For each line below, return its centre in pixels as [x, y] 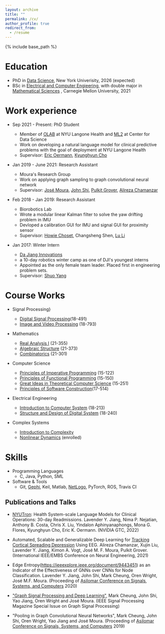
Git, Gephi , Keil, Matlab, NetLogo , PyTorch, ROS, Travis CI [78, 487]
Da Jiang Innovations [41, 254]
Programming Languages [38, 471]
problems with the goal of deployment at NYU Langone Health [83, 150]
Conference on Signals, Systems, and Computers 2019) [68, 626]
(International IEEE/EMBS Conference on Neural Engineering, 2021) [80, 555]
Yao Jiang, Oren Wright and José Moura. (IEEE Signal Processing [78, 600]
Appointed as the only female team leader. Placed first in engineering [90, 265]
